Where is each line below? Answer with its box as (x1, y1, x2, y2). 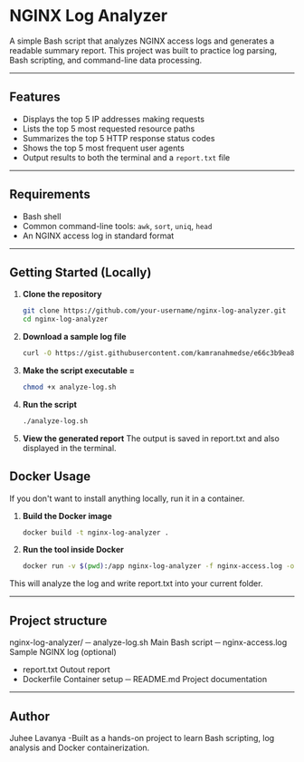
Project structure (9, 612, 108, 628)
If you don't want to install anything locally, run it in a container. (9, 493, 245, 504)
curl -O (22, 349, 52, 358)
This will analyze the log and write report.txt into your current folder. (9, 578, 263, 589)
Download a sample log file (22, 332, 127, 342)
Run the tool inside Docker (22, 545, 124, 555)
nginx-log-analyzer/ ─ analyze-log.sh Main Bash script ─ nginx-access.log (9, 637, 288, 648)
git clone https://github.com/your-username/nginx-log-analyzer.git (22, 306, 287, 315)
